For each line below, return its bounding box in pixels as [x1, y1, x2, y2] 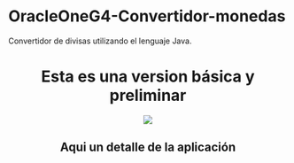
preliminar [109, 86, 187, 105]
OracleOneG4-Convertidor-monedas [8, 6, 286, 27]
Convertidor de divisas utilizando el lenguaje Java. [8, 35, 192, 46]
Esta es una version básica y [41, 66, 255, 87]
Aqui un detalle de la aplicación [59, 140, 236, 155]
